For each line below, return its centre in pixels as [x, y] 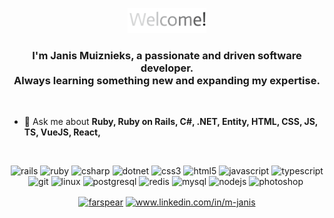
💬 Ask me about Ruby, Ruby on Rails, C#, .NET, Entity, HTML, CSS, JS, [171, 122]
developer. [167, 68]
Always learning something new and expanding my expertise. [167, 80]
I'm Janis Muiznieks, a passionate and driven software [167, 55]
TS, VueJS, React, [62, 132]
